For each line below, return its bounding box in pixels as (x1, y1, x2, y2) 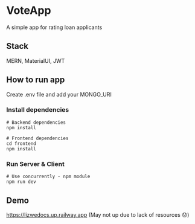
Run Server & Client (6, 159, 65, 168)
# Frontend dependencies (6, 135, 69, 141)
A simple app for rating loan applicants (6, 24, 103, 31)
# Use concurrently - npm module (6, 173, 91, 180)
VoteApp (6, 4, 51, 18)
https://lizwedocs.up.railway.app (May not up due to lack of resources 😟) (6, 211, 190, 218)
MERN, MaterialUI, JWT (6, 57, 65, 64)
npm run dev (6, 179, 36, 185)
